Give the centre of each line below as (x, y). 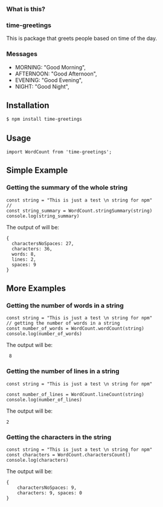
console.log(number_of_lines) (44, 400)
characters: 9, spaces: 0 (50, 493)
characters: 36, (32, 249)
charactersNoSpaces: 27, (43, 243)
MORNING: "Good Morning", (50, 67)
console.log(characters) (37, 460)
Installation (28, 105)
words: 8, (24, 254)
